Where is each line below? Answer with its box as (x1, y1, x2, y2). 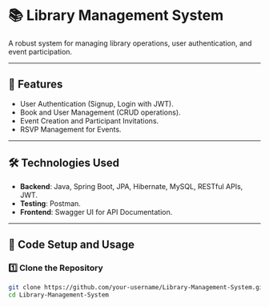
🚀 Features (8, 78, 63, 91)
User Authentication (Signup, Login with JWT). (19, 99, 175, 108)
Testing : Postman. (19, 198, 82, 208)
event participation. (8, 46, 73, 56)
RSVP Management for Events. (19, 124, 122, 134)
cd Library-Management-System (8, 291, 110, 299)
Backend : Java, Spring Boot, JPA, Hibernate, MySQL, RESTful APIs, (19, 181, 243, 191)
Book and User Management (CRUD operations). (19, 107, 182, 117)
